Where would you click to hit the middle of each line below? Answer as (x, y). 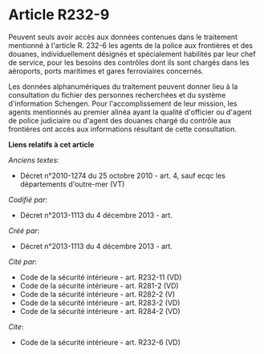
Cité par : (23, 261)
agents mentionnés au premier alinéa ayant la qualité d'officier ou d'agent (130, 112)
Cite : (16, 327)
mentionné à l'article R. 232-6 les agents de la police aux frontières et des (130, 45)
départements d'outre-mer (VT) (72, 184)
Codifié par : (28, 199)
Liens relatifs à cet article (51, 144)
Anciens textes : (34, 160)
